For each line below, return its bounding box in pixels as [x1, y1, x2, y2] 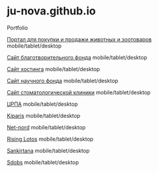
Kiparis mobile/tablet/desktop [7, 112, 81, 119]
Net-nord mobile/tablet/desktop [7, 123, 86, 131]
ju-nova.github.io [7, 4, 96, 18]
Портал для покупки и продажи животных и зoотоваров [7, 35, 152, 43]
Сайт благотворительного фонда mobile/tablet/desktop [7, 54, 147, 61]
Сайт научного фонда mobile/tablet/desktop [7, 77, 118, 84]
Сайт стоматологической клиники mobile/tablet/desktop [7, 88, 151, 96]
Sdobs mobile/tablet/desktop [7, 158, 79, 166]
